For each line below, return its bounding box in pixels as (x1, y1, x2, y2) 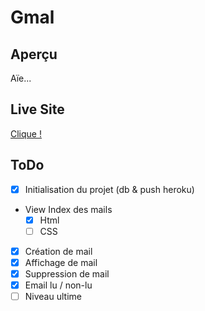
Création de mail (24, 245, 93, 257)
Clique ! (10, 127, 42, 140)
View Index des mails (24, 203, 113, 215)
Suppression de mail (24, 267, 110, 280)
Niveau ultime (24, 291, 82, 303)
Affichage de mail (24, 256, 98, 268)
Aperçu (10, 46, 58, 63)
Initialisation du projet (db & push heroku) (24, 183, 195, 195)
